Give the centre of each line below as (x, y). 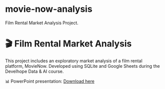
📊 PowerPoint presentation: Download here (50, 81)
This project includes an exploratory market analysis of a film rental (74, 61)
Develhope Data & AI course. (34, 71)
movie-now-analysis (49, 9)
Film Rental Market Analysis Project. (42, 23)
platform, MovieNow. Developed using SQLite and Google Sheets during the (82, 66)
